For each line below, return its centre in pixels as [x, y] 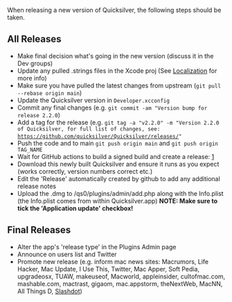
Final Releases [39, 230]
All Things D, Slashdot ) [50, 291]
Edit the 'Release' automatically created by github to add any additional [118, 178]
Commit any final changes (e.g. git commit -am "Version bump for [112, 108]
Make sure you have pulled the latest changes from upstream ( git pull [119, 85]
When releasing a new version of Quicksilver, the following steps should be [114, 10]
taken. [16, 17]
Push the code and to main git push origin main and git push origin [117, 143]
